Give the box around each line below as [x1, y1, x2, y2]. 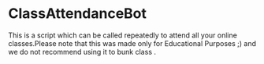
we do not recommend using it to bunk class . [8, 47, 156, 56]
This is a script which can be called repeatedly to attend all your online [8, 30, 238, 40]
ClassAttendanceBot [8, 5, 147, 23]
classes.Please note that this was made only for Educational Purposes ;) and [8, 38, 256, 48]
